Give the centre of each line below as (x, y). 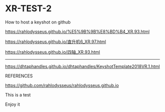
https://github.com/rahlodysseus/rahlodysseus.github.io (62, 85)
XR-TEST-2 (28, 9)
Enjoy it (13, 104)
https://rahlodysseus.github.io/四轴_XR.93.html (53, 52)
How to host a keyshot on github (38, 22)
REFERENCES (19, 76)
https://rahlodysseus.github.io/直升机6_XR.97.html (56, 42)
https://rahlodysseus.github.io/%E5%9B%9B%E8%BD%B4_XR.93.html (77, 31)
